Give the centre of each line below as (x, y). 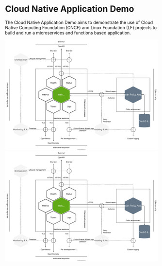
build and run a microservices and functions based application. (68, 33)
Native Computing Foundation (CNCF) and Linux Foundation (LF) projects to (81, 27)
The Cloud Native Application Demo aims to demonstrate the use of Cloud (79, 22)
